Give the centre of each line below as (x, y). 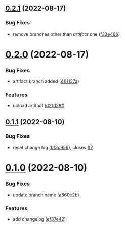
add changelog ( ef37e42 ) (39, 219)
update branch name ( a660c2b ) (46, 195)
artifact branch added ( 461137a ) (46, 81)
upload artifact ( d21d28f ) (38, 106)
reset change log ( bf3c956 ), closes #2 (53, 148)
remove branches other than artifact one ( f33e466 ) (66, 34)
